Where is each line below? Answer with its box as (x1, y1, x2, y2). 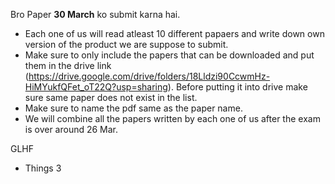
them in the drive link (24, 60, 112, 71)
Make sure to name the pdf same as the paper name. (24, 102, 243, 114)
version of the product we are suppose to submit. (24, 39, 229, 50)
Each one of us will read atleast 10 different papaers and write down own (24, 28, 325, 39)
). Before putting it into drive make (167, 81, 308, 93)
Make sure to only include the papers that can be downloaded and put (24, 49, 315, 61)
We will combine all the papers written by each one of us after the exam (24, 113, 321, 124)
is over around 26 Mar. (24, 124, 119, 135)
